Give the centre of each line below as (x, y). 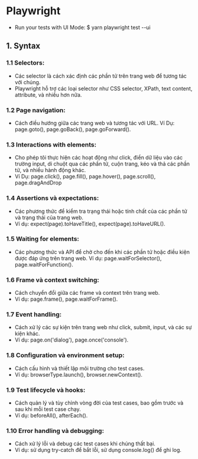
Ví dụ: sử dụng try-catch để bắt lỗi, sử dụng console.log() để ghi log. (98, 450)
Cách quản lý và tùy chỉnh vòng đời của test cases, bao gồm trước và (99, 403)
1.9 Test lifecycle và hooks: (46, 390)
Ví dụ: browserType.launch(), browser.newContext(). (79, 374)
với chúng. (27, 82)
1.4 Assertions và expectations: (53, 198)
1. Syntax (23, 46)
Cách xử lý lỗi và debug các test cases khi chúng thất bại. (85, 444)
